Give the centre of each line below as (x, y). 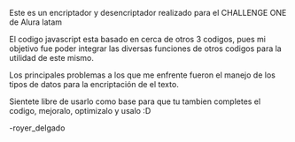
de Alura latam (36, 22)
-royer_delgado (37, 128)
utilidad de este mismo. (52, 58)
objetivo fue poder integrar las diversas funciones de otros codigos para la (145, 49)
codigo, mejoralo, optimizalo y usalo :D (80, 111)
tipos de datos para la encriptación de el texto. (94, 84)
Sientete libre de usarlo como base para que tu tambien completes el (135, 101)
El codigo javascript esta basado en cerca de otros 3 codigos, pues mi (137, 39)
